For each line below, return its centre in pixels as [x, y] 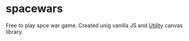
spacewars [34, 9]
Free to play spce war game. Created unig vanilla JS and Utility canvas [94, 25]
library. [15, 31]
